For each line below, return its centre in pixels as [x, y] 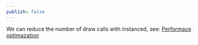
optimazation [23, 35]
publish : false [26, 12]
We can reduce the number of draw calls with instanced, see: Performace [99, 29]
